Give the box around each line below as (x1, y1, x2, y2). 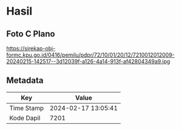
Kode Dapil (9, 114, 41, 122)
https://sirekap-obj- (6, 45, 56, 52)
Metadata (6, 75, 44, 86)
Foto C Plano (6, 29, 55, 39)
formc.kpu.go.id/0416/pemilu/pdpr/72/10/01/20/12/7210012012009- (6, 51, 175, 59)
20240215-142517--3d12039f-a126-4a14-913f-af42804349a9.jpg (6, 58, 171, 65)
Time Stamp (9, 104, 44, 112)
